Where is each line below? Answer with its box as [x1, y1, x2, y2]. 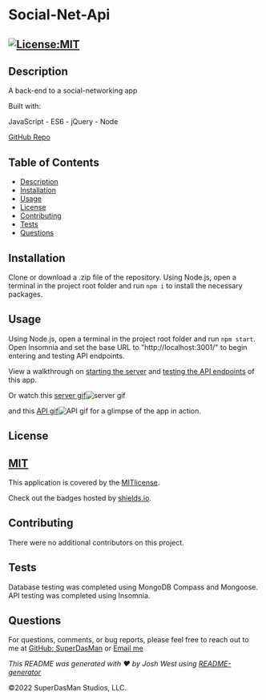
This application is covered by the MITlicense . [8, 478, 160, 488]
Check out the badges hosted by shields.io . [8, 493, 152, 503]
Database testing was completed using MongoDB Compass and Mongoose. [8, 582, 259, 592]
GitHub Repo [8, 132, 50, 142]
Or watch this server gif [8, 390, 87, 400]
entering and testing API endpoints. [8, 351, 125, 360]
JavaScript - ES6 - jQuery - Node [8, 117, 119, 127]
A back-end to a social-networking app [8, 86, 138, 95]
